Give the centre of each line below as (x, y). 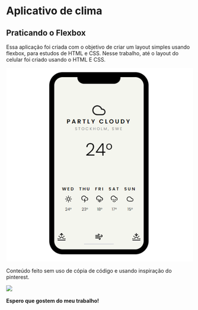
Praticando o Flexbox (46, 33)
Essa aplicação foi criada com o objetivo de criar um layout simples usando (98, 47)
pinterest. (18, 277)
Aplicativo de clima (54, 11)
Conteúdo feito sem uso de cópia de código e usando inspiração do (89, 270)
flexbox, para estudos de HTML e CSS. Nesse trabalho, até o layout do (92, 53)
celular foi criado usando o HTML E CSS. (56, 60)
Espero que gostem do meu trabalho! (53, 301)
